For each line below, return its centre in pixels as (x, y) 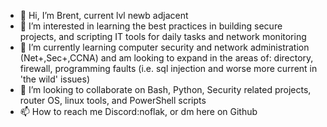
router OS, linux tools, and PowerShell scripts (113, 100)
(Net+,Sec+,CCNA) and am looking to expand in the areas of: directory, (166, 58)
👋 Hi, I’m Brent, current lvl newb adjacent (104, 15)
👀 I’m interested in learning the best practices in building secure (151, 26)
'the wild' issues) (55, 79)
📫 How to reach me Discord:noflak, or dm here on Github (138, 111)
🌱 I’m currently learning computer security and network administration (164, 47)
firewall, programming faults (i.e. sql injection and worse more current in (168, 68)
